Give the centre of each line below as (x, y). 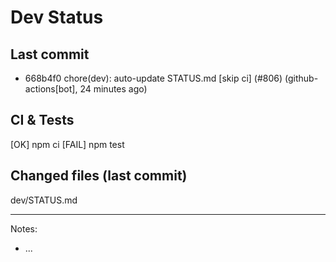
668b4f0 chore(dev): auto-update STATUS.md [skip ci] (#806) (153, 78)
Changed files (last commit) (99, 176)
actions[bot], (51, 89)
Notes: (24, 228)
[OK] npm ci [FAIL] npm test (67, 144)
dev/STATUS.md (44, 200)
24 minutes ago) (113, 89)
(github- (301, 78)
